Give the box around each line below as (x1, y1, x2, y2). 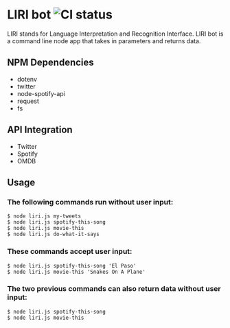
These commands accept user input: (7, 247, 133, 257)
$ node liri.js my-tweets (7, 213, 81, 220)
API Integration (7, 124, 73, 136)
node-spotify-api (16, 89, 65, 97)
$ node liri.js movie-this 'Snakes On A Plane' (7, 268, 146, 275)
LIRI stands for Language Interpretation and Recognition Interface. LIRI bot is (7, 30, 224, 38)
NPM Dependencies (7, 57, 94, 69)
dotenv (16, 75, 38, 83)
